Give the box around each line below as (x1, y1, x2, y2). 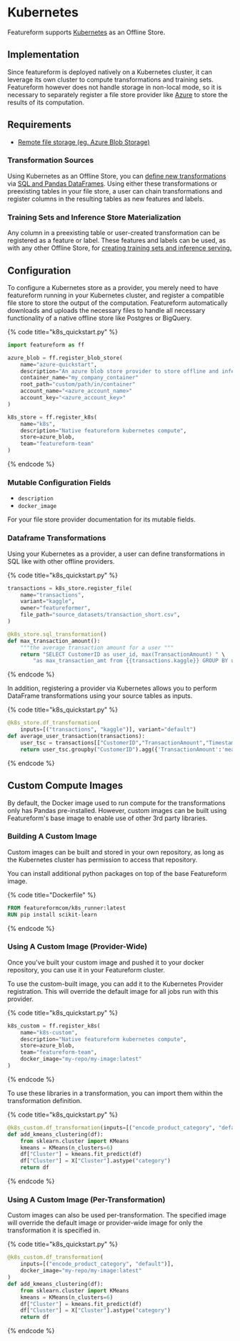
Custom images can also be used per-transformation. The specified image (7, 1211, 226, 1220)
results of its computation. (7, 98, 84, 106)
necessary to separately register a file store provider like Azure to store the (7, 90, 229, 99)
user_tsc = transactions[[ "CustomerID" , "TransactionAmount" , (20, 739, 206, 747)
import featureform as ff (7, 341, 84, 349)
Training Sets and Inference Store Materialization (7, 212, 181, 222)
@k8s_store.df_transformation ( (7, 719, 101, 727)
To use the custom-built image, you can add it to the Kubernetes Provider (7, 979, 224, 988)
